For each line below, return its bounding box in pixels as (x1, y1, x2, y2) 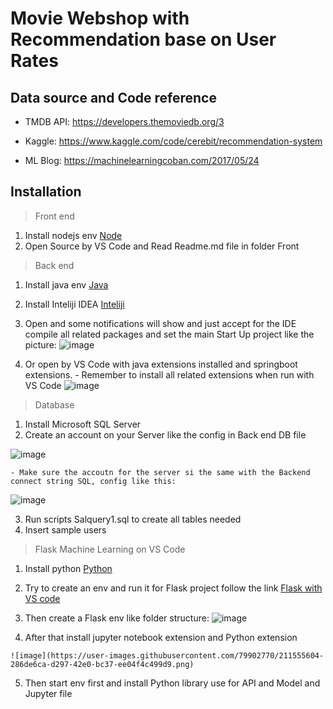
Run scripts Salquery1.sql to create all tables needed (24, 513, 242, 525)
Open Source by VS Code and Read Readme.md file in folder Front (24, 240, 300, 252)
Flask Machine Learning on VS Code (34, 543, 186, 555)
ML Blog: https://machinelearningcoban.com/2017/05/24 (24, 155, 260, 166)
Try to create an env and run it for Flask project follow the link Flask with (24, 582, 323, 594)
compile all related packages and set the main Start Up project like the (24, 328, 315, 340)
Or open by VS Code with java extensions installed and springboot (24, 358, 298, 370)
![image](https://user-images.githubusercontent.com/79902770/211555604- (10, 650, 325, 661)
